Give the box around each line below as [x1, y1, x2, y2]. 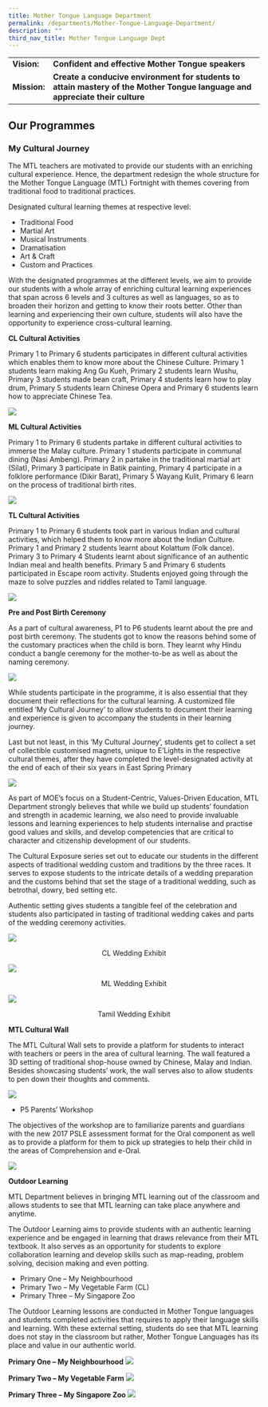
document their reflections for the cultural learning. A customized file [8, 695, 235, 705]
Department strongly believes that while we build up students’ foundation [8, 801, 249, 811]
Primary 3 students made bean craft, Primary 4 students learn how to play [8, 374, 252, 384]
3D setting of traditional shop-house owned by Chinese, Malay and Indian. [8, 1057, 253, 1067]
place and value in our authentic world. [8, 1340, 136, 1349]
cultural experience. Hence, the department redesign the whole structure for [8, 169, 260, 178]
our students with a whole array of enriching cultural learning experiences [8, 283, 251, 293]
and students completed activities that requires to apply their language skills [8, 1314, 259, 1325]
